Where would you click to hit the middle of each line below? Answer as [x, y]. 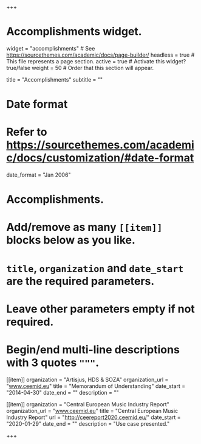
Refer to [27, 132]
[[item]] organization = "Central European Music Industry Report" [88, 404]
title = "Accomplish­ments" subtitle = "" [55, 79]
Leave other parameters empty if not [101, 309]
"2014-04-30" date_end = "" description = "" [63, 392]
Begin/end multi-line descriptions [93, 350]
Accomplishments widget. [74, 32]
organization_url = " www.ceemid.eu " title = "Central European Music [92, 411]
